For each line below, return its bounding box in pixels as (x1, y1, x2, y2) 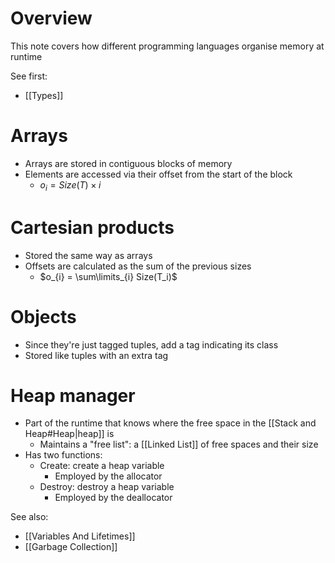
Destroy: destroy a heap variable (39, 481, 175, 493)
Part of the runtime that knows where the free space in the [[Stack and (24, 417, 317, 429)
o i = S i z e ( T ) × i (39, 178, 102, 193)
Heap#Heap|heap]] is (24, 428, 115, 440)
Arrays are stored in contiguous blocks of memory (24, 157, 233, 169)
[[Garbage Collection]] (24, 541, 118, 553)
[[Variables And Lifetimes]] (24, 530, 136, 542)
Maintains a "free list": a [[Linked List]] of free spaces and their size (39, 438, 319, 451)
